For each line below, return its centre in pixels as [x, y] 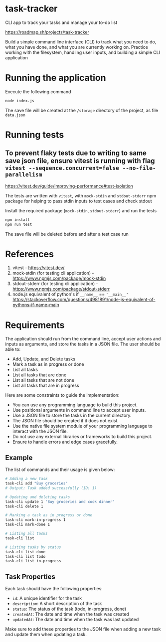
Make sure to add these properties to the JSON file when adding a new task [83, 629]
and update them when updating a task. [46, 635]
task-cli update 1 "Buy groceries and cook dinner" [60, 501]
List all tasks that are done [39, 375]
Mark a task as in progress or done [48, 364]
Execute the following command [38, 91]
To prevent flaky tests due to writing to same [76, 153]
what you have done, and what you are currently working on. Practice [77, 47]
